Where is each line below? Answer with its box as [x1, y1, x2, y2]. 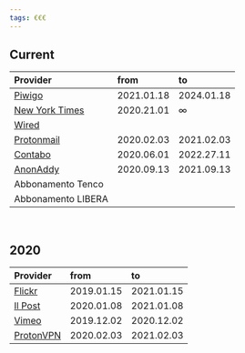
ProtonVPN [14, 329, 62, 342]
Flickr [14, 285, 38, 298]
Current [9, 47, 55, 63]
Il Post [14, 299, 41, 312]
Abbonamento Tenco [14, 178, 105, 191]
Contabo [14, 148, 52, 161]
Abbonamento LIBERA [14, 193, 109, 206]
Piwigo [14, 89, 44, 102]
